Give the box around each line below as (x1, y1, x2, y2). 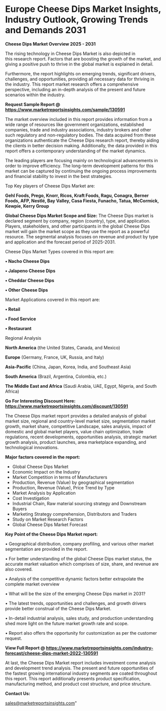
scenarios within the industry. (5, 92, 65, 98)
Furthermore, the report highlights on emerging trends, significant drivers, (5, 70, 156, 76)
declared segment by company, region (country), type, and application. (5, 218, 151, 224)
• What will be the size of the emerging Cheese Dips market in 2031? (5, 591, 146, 596)
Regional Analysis (5, 335, 42, 341)
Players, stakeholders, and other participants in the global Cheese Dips (5, 223, 150, 229)
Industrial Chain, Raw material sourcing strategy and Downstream (12, 500, 146, 506)
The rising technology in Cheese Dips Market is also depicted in (5, 51, 136, 57)
